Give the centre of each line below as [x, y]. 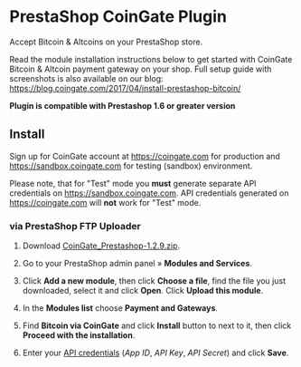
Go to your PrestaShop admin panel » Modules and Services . [137, 264]
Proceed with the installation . [79, 335]
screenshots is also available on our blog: [87, 78]
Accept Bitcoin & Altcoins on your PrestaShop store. [106, 42]
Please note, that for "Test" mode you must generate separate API [133, 183]
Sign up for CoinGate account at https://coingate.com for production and [145, 156]
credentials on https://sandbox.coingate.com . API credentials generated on [149, 193]
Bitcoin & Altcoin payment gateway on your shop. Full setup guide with [141, 69]
